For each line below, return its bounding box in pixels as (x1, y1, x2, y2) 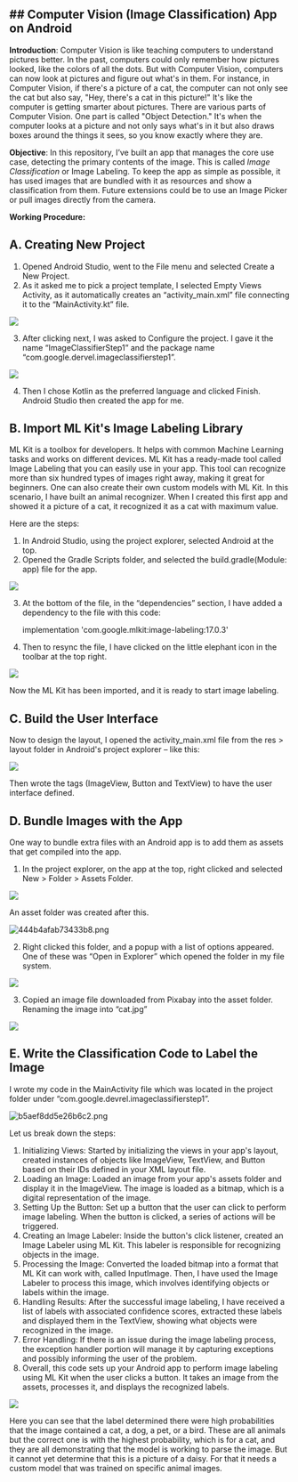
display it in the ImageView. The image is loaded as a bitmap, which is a (21, 1183, 285, 1194)
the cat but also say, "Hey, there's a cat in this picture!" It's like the (9, 92, 253, 102)
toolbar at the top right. (21, 652, 108, 662)
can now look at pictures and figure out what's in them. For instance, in (9, 73, 270, 84)
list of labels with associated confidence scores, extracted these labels (21, 1306, 283, 1316)
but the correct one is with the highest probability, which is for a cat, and (9, 1434, 276, 1445)
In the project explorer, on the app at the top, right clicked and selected (21, 863, 283, 875)
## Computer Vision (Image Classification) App (9, 7, 278, 22)
